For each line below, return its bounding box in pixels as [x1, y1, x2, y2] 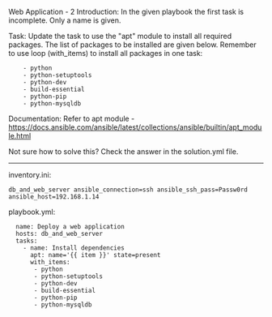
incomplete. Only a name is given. [8, 15, 121, 25]
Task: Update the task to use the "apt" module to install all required [8, 32, 232, 41]
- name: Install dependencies [23, 244, 125, 252]
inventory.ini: [8, 170, 52, 179]
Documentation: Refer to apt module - [8, 114, 135, 123]
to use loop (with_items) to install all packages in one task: [8, 49, 203, 58]
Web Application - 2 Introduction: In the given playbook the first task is [8, 7, 244, 16]
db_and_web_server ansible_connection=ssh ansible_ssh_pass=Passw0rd [8, 186, 249, 194]
